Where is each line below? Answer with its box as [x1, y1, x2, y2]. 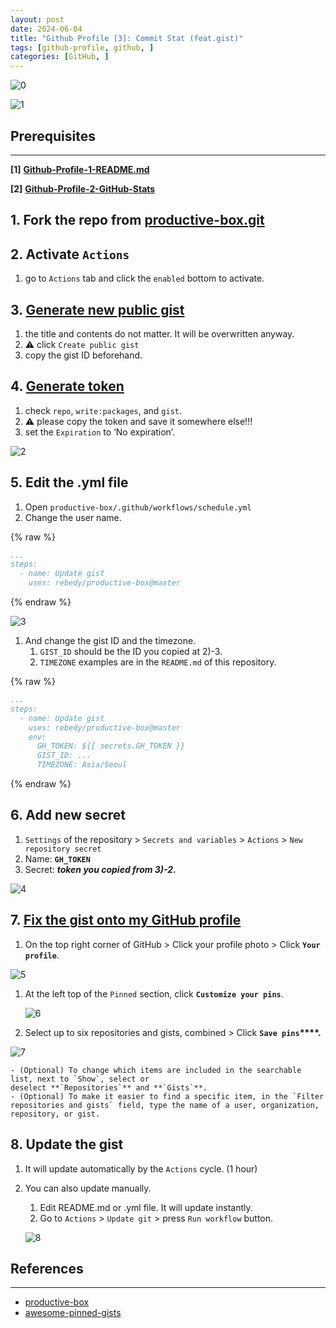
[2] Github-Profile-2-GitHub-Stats [10, 182, 156, 195]
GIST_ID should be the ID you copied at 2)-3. [39, 646, 223, 658]
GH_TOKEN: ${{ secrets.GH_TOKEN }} [36, 741, 186, 751]
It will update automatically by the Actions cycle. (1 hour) [24, 1162, 258, 1175]
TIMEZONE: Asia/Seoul [36, 760, 128, 770]
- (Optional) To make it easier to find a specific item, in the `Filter [10, 1091, 325, 1101]
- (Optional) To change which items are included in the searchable [10, 1065, 302, 1075]
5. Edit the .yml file [10, 474, 129, 491]
